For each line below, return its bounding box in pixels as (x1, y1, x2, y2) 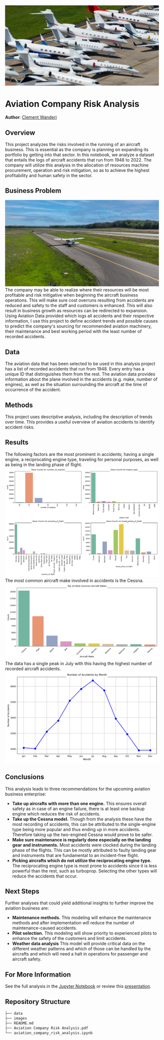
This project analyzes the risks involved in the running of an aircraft (5, 142, 141, 147)
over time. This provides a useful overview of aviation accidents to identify (5, 419, 155, 425)
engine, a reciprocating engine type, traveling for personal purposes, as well (5, 456, 159, 462)
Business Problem (5, 186, 61, 195)
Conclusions (5, 773, 44, 781)
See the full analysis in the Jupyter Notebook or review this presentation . (5, 983, 151, 989)
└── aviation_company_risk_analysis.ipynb (5, 1031, 93, 1036)
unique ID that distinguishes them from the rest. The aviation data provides (5, 371, 155, 377)
